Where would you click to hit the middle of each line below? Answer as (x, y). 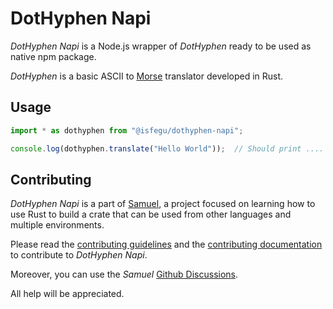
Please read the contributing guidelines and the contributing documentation (166, 244)
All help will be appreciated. (67, 294)
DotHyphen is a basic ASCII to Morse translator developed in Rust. (147, 76)
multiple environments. (57, 225)
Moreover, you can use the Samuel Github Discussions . (124, 274)
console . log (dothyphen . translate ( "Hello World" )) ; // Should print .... (167, 148)
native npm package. (53, 56)
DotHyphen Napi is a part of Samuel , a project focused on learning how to (163, 204)
